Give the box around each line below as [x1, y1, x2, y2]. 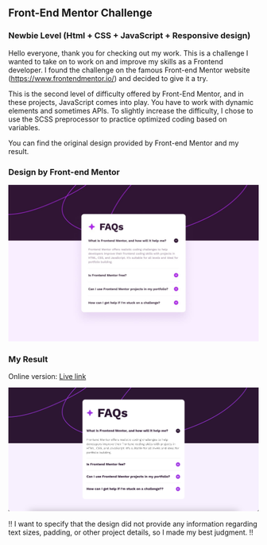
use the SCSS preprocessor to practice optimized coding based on [8, 114, 227, 124]
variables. [8, 122, 41, 132]
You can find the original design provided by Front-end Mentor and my [8, 138, 239, 148]
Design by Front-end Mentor [8, 166, 121, 177]
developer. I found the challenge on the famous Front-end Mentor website [8, 65, 250, 75]
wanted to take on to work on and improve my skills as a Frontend [8, 56, 224, 66]
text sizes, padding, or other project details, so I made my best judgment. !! [8, 528, 254, 537]
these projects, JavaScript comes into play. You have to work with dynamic [8, 97, 254, 106]
